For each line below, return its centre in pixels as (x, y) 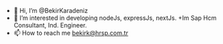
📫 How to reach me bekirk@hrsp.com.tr (71, 33)
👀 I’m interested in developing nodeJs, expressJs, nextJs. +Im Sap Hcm (115, 18)
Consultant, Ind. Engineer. (50, 25)
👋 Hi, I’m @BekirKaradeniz (50, 11)
